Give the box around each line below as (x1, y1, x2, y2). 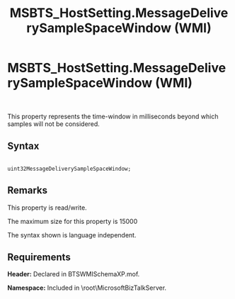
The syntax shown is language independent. (7, 230, 137, 239)
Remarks (7, 184, 48, 196)
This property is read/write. (7, 203, 87, 212)
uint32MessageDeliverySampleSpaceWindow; (7, 165, 132, 172)
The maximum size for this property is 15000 (7, 217, 138, 225)
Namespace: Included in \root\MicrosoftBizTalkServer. (7, 283, 167, 292)
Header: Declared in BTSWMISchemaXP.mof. (7, 270, 140, 278)
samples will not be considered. (7, 119, 101, 128)
